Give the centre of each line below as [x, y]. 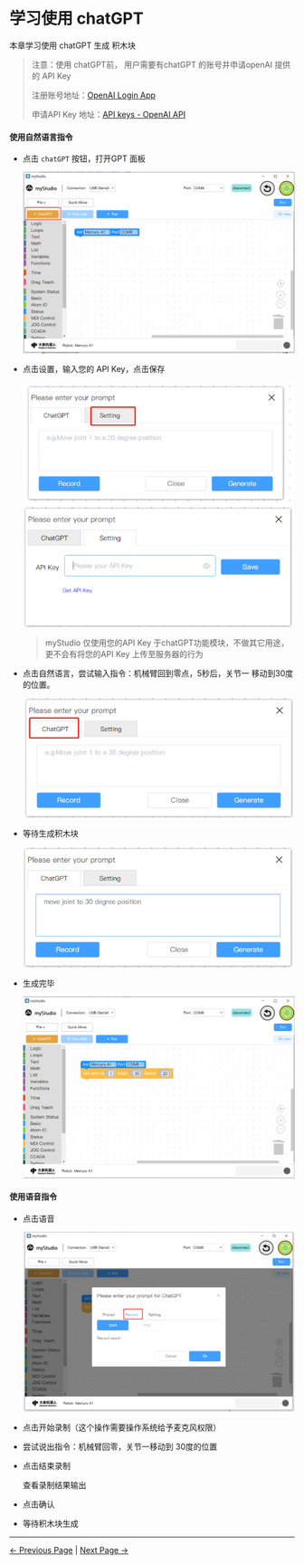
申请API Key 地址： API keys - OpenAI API [109, 114]
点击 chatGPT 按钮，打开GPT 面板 [84, 158]
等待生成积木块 [50, 833]
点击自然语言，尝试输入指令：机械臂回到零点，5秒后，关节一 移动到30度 [158, 673]
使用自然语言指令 [41, 137]
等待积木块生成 [50, 1524]
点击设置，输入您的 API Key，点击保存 [94, 368]
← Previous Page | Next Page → [69, 1550]
